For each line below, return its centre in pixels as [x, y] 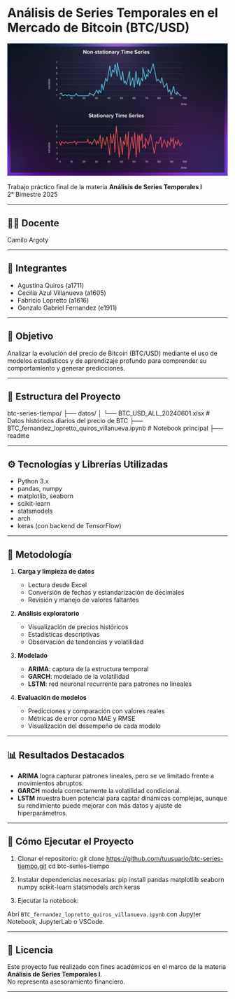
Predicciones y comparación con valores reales [97, 711]
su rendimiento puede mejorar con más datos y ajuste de [99, 805]
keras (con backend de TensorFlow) [69, 526]
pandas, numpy [40, 489]
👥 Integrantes [37, 269]
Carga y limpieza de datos [56, 572]
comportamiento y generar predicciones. [66, 368]
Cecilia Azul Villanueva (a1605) [62, 293]
